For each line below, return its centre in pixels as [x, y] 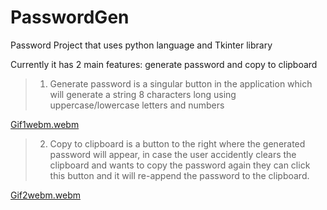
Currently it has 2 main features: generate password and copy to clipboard [164, 64]
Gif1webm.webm [45, 124]
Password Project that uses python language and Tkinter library [141, 45]
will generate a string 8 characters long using [143, 94]
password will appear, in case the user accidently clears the [173, 154]
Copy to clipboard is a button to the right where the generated [177, 143]
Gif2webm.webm [45, 195]
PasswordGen [70, 17]
